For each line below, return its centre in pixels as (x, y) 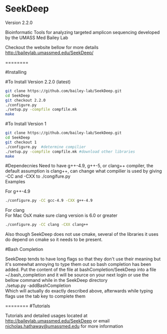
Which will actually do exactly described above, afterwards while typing (79, 291)
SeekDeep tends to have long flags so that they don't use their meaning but (83, 259)
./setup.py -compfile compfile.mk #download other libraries (70, 151)
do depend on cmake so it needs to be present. (54, 240)
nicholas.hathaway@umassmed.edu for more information (64, 326)
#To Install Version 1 (26, 124)
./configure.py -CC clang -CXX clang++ (47, 225)
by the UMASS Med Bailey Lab (37, 38)
